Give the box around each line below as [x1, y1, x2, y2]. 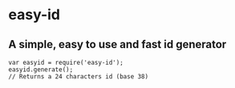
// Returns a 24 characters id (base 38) [8, 73, 149, 81]
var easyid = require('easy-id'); [8, 58, 124, 66]
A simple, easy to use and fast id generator [8, 38, 227, 51]
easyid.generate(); [8, 66, 74, 74]
